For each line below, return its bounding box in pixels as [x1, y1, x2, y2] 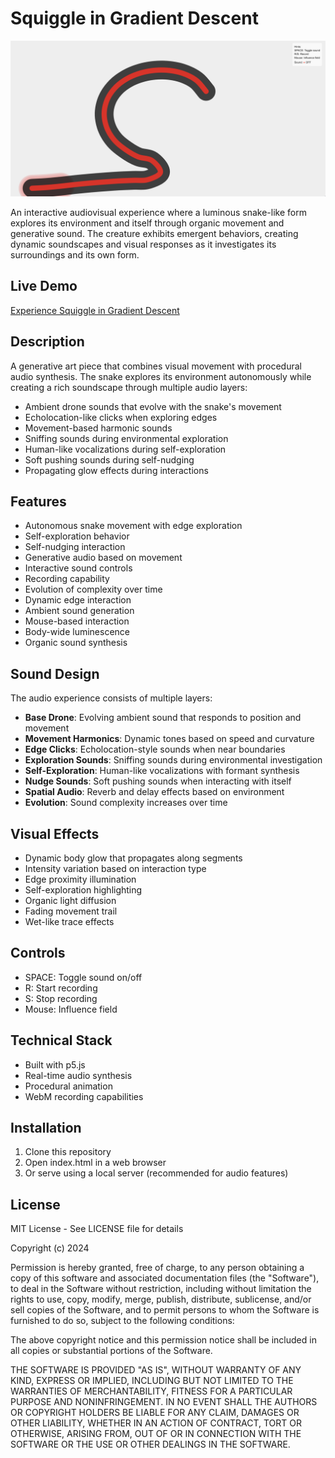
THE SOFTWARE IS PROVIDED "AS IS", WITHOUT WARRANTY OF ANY [10, 1364, 302, 1376]
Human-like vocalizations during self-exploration [24, 443, 227, 455]
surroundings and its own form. [10, 248, 140, 261]
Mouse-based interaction [24, 615, 130, 627]
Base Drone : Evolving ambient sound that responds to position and [24, 712, 302, 724]
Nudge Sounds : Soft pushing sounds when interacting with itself [24, 775, 292, 787]
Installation [10, 1120, 82, 1137]
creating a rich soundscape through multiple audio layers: [10, 381, 248, 393]
